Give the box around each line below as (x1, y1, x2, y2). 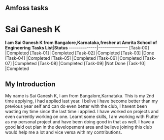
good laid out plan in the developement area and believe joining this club (5, 124, 152, 130)
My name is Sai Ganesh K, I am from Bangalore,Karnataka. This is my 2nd (5, 93, 154, 99)
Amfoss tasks (5, 4, 48, 12)
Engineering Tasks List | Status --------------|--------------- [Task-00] (5, 45, 149, 51)
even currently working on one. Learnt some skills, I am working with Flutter (5, 114, 159, 119)
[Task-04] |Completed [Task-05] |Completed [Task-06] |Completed (5, 55, 142, 61)
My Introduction (5, 80, 56, 88)
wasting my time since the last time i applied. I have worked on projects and (5, 109, 159, 115)
